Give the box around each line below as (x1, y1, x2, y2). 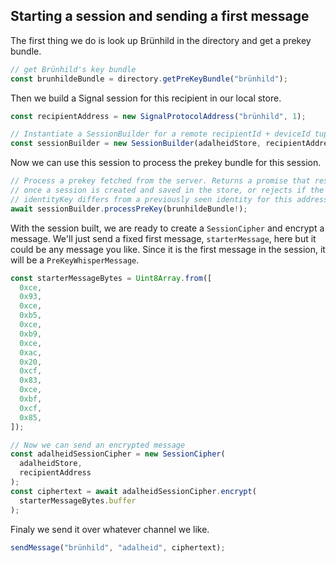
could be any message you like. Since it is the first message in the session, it (10, 243, 326, 255)
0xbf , (19, 394, 43, 404)
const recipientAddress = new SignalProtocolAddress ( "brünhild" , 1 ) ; (10, 111, 307, 121)
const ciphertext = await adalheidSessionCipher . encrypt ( (10, 486, 257, 496)
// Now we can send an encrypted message (10, 440, 186, 450)
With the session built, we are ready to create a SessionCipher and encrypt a (10, 222, 325, 234)
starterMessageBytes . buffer (19, 495, 137, 506)
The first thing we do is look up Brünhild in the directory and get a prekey (10, 34, 312, 46)
